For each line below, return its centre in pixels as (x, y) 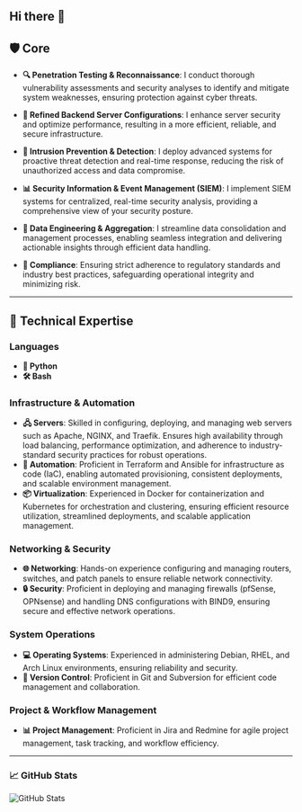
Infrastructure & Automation (72, 403)
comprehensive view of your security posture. (107, 211)
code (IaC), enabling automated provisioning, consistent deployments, (152, 474)
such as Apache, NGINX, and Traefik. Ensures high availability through (152, 436)
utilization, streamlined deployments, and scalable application (137, 516)
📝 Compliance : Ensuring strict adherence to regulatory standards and (151, 265)
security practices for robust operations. (132, 455)
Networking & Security (60, 549)
